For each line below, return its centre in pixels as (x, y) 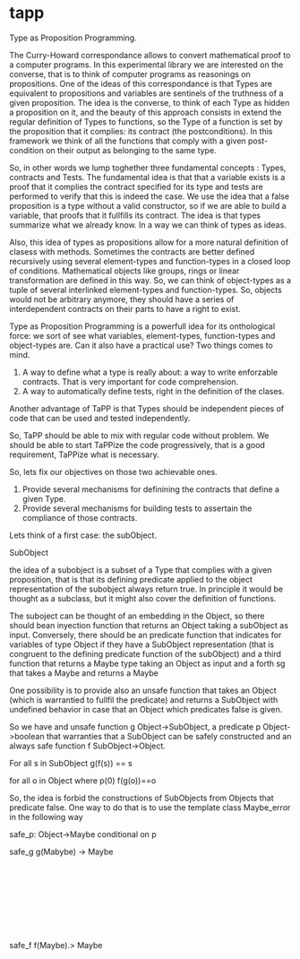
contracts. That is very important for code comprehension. (130, 381)
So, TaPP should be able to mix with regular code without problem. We (139, 435)
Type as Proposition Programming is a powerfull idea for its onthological (142, 326)
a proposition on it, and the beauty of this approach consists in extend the (146, 112)
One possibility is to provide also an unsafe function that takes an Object (143, 690)
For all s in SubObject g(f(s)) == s (71, 763)
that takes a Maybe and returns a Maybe (84, 673)
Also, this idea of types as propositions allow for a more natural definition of (149, 242)
